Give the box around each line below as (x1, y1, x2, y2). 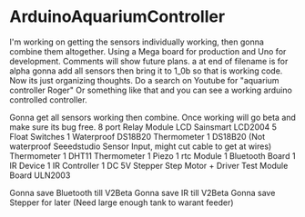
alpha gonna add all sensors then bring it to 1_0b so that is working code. (9, 65, 283, 76)
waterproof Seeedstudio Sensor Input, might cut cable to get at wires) (9, 141, 272, 152)
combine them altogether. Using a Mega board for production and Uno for (9, 45, 287, 56)
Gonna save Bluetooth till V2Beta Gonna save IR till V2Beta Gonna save (9, 187, 276, 198)
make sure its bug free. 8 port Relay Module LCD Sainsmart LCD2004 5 (9, 121, 278, 133)
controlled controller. (9, 94, 88, 105)
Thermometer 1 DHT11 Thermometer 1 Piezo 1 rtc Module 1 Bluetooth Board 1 (9, 150, 296, 161)
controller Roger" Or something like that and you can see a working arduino (9, 84, 293, 95)
